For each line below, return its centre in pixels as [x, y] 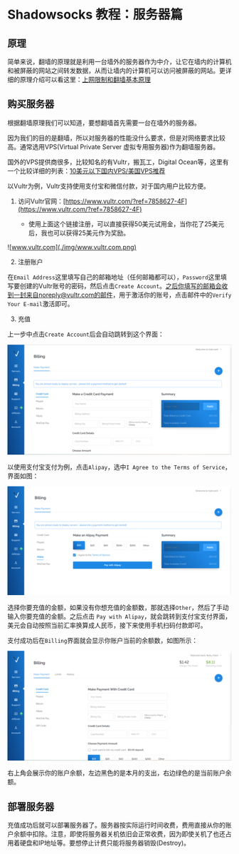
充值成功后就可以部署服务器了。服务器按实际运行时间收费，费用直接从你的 [116, 825]
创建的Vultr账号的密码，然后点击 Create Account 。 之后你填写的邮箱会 [121, 285]
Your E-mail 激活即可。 [41, 303]
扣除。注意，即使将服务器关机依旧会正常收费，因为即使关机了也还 [128, 834]
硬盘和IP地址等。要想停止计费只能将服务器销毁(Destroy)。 [105, 843]
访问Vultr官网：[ [42, 201]
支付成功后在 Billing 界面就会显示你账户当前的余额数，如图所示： [103, 641]
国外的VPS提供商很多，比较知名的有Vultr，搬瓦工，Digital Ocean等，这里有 [118, 162]
